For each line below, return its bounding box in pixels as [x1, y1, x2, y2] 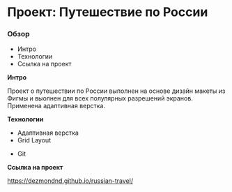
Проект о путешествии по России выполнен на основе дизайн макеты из [7, 87, 226, 95]
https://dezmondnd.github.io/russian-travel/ [7, 177, 134, 185]
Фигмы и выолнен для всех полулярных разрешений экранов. [7, 94, 193, 103]
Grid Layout [17, 136, 51, 145]
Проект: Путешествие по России [7, 4, 208, 20]
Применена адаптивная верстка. [7, 102, 106, 110]
